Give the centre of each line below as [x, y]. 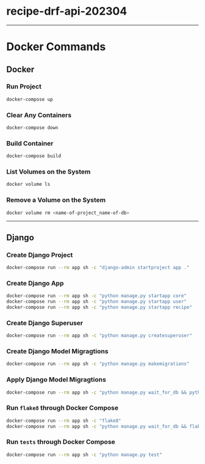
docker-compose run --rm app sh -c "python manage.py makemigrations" [98, 364]
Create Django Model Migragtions [57, 351]
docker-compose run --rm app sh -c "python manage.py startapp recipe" [99, 307]
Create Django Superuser [45, 323]
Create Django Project [40, 255]
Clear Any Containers [39, 115]
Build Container [30, 143]
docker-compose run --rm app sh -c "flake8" [64, 421]
